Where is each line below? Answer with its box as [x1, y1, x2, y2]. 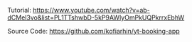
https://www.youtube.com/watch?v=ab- [33, 6, 151, 14]
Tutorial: [7, 6, 32, 14]
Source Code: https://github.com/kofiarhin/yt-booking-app [7, 27, 180, 35]
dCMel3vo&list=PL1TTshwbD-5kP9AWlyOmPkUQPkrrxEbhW [7, 13, 185, 22]
